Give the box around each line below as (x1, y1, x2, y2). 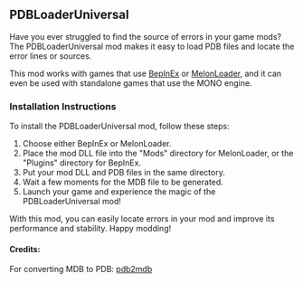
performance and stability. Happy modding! (9, 223, 172, 234)
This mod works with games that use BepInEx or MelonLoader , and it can (9, 68, 282, 79)
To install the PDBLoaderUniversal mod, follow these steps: (9, 121, 230, 132)
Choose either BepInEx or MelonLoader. (22, 138, 172, 149)
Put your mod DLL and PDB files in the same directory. (22, 167, 226, 178)
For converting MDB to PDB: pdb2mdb (9, 264, 153, 275)
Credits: (9, 243, 41, 254)
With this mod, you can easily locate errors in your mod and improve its (9, 213, 275, 224)
